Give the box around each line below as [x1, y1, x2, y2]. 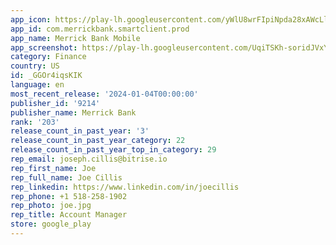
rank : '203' [10, 117, 60, 127]
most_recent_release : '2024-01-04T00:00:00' [10, 89, 199, 99]
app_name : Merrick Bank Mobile [10, 33, 141, 43]
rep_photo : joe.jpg [10, 201, 92, 211]
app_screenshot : [10, 42, 78, 53]
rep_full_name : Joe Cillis [10, 172, 123, 183]
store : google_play [10, 219, 92, 230]
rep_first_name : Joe [10, 163, 97, 173]
